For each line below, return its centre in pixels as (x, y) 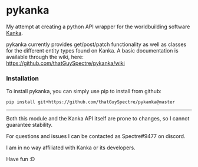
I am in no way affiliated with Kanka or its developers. (71, 148)
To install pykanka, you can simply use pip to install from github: (84, 91)
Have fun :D (21, 159)
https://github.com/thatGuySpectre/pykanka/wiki (65, 63)
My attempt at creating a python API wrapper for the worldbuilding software (98, 27)
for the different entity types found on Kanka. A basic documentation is (92, 50)
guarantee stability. (29, 125)
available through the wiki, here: (45, 57)
